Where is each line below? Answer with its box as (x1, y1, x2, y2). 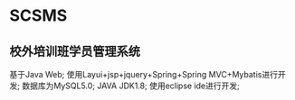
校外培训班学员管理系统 (9, 43, 140, 59)
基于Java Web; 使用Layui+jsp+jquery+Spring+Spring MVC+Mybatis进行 (9, 69, 279, 79)
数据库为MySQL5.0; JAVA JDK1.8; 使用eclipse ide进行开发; (22, 80, 240, 91)
